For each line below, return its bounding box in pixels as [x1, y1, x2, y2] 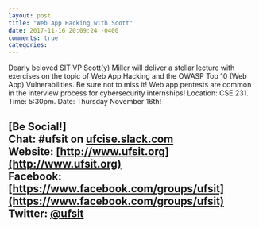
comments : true [8, 33, 59, 42]
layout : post [8, 11, 52, 20]
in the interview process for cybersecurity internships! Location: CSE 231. [8, 88, 249, 98]
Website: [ [8, 145, 61, 158]
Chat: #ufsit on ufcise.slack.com [8, 132, 174, 145]
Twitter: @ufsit [8, 207, 84, 220]
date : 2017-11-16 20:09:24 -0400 [8, 26, 119, 34]
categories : [8, 41, 48, 49]
